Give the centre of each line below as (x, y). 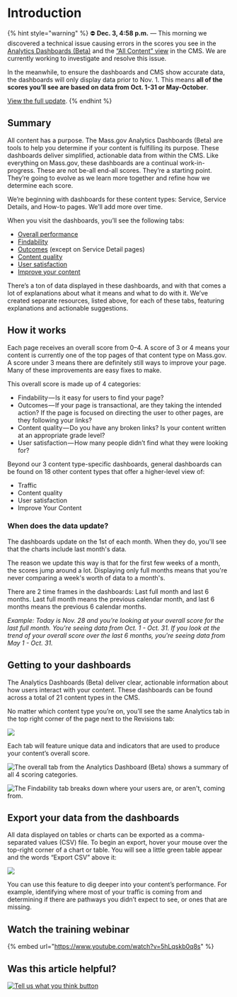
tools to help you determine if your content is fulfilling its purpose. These (113, 147)
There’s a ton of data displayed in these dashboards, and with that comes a (117, 286)
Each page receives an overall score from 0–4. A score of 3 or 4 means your (118, 347)
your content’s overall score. (49, 753)
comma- (192, 835)
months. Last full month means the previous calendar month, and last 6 (111, 599)
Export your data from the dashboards (93, 818)
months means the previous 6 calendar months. (77, 607)
